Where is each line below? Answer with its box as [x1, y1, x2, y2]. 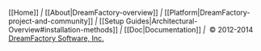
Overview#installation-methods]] [8, 25, 119, 34]
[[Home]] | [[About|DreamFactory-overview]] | [8, 8, 163, 17]
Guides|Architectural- [125, 16, 198, 26]
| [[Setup [95, 16, 124, 26]
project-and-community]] [8, 16, 94, 26]
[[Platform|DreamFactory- [164, 8, 250, 17]
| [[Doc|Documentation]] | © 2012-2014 [120, 25, 254, 34]
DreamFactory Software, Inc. [8, 33, 104, 43]
